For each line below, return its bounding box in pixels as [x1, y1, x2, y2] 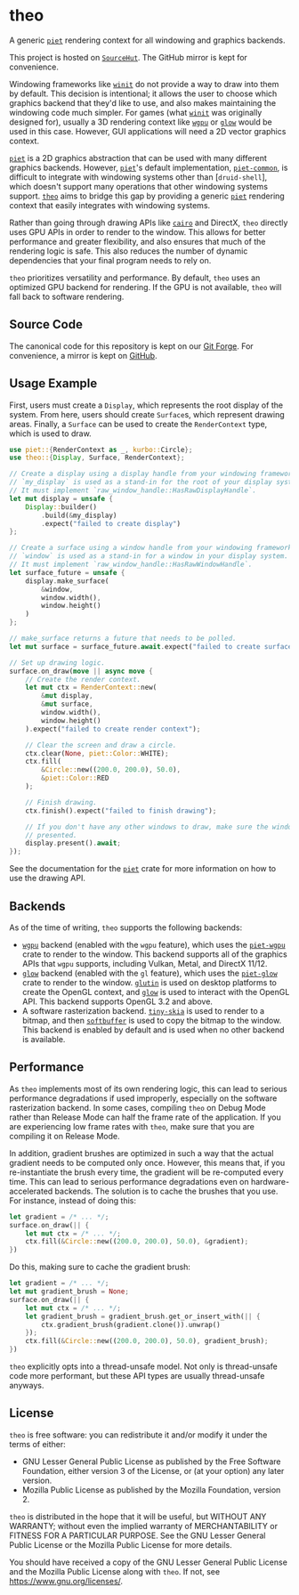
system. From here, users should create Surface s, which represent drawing [9, 409, 285, 419]
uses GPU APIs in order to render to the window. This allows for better [9, 226, 266, 237]
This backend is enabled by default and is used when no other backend [21, 1024, 285, 1035]
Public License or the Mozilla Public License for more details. [9, 1539, 233, 1550]
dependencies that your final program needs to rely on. [9, 255, 212, 265]
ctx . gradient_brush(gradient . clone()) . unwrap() [41, 1320, 221, 1329]
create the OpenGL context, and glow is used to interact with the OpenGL [21, 987, 290, 997]
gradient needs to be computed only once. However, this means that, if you [9, 1157, 286, 1168]
